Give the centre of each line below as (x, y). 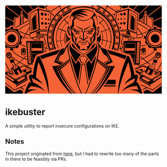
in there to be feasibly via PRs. (36, 159)
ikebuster (25, 112)
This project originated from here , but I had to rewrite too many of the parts (82, 154)
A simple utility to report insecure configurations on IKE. (62, 126)
